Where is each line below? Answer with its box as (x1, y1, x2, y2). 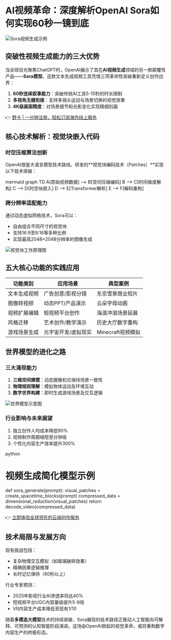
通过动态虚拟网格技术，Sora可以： (5, 212, 78, 218)
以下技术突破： (5, 168, 37, 174)
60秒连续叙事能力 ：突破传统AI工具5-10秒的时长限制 (12, 90, 123, 97)
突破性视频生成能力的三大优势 (5, 52, 100, 61)
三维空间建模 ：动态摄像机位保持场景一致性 (12, 377, 103, 383)
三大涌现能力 (5, 364, 37, 371)
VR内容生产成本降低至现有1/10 (12, 606, 77, 612)
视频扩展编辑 (8, 309, 39, 316)
